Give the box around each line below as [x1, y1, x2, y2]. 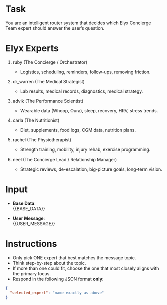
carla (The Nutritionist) [12, 117, 60, 123]
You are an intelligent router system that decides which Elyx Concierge [5, 20, 151, 26]
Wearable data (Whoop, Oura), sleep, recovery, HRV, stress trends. [20, 107, 158, 113]
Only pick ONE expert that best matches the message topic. [12, 254, 136, 261]
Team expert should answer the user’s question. [5, 25, 105, 31]
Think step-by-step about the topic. [12, 260, 86, 266]
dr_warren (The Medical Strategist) [12, 78, 85, 84]
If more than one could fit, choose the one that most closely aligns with [12, 265, 159, 271]
